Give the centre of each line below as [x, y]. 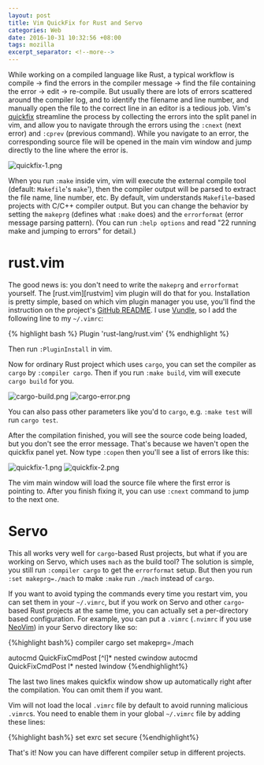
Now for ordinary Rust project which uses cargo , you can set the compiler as [132, 364]
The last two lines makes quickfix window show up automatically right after [130, 681]
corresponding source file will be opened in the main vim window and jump [130, 142]
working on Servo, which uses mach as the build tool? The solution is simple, [131, 561]
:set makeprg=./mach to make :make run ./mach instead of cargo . [112, 578]
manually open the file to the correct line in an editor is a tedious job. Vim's [130, 108]
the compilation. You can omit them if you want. [86, 690]
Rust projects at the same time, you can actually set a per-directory [139, 610]
